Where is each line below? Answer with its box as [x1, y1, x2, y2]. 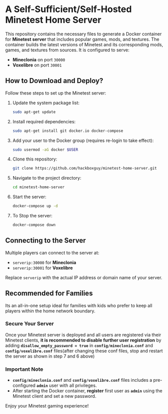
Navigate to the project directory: [12, 175, 81, 181]
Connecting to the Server [5, 236, 87, 245]
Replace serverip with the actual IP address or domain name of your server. [5, 274, 162, 280]
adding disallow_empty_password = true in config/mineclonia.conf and [5, 342, 153, 348]
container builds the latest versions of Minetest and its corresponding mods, [5, 41, 163, 47]
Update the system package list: [12, 100, 79, 106]
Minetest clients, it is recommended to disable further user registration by [5, 337, 162, 343]
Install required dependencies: [12, 118, 76, 124]
